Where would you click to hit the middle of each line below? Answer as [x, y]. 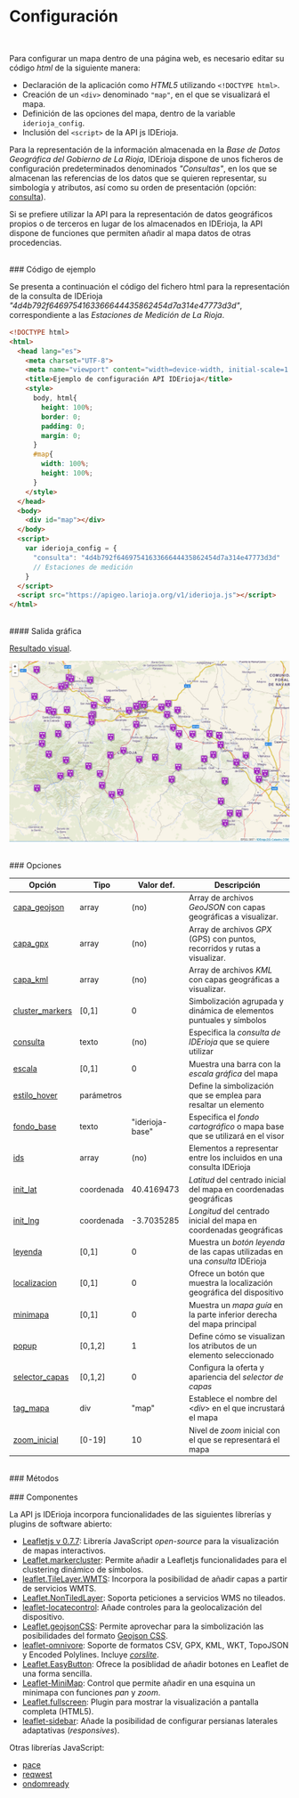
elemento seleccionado [231, 1355]
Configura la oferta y [226, 1368]
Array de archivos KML [230, 970]
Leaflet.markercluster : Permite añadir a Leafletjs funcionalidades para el [154, 1560]
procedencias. [36, 242]
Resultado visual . [40, 648]
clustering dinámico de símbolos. [83, 1570]
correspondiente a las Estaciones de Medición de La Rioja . [117, 314]
